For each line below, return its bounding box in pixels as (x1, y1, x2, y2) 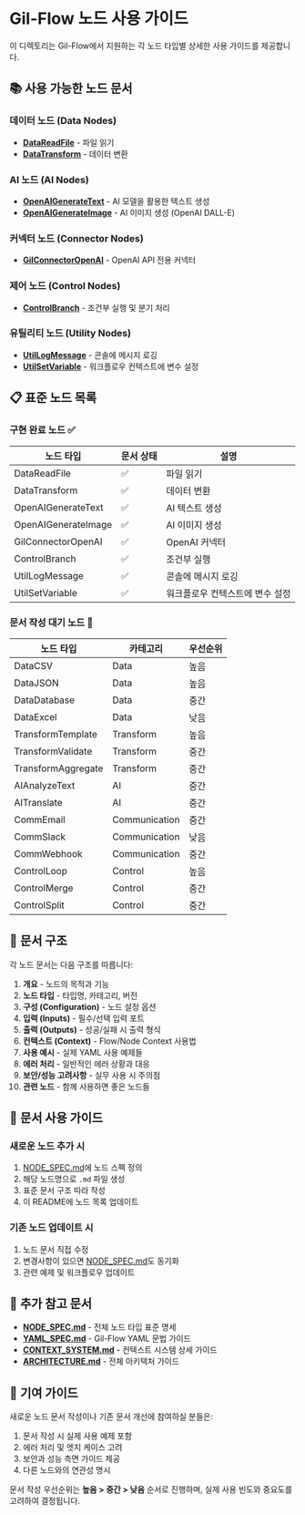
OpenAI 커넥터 (166, 535, 226, 548)
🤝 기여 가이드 (9, 1385, 79, 1400)
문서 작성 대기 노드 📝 (9, 616, 94, 629)
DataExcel (14, 710, 57, 723)
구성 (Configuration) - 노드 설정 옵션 (22, 1001, 157, 1012)
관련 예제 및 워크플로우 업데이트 (22, 1266, 135, 1277)
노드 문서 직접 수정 (22, 1243, 89, 1254)
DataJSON (14, 676, 59, 689)
